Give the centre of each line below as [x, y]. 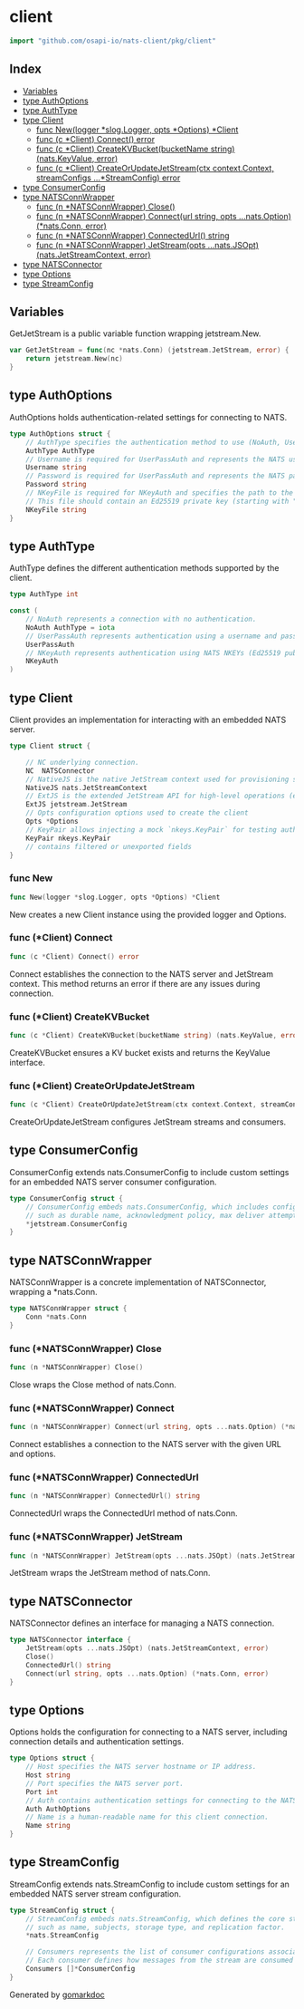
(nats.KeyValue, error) [77, 158]
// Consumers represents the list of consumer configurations [145, 1952]
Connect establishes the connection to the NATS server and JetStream [142, 974]
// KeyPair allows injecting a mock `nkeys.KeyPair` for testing [152, 830]
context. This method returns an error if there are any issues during [135, 983]
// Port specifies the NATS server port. [104, 1783]
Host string [48, 1775]
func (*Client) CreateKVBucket [80, 1017]
